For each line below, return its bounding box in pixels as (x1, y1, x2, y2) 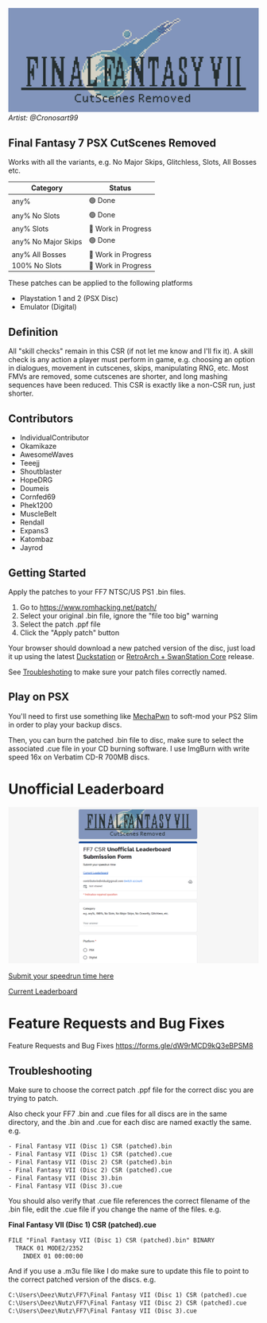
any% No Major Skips (11, 236, 83, 246)
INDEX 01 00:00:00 (22, 1252, 83, 1260)
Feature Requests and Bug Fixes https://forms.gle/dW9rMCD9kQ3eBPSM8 (8, 1041, 253, 1051)
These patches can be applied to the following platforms (8, 279, 193, 288)
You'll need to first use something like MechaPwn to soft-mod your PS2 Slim (8, 711, 258, 720)
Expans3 (19, 526, 49, 536)
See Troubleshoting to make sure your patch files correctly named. (8, 667, 227, 677)
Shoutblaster (19, 466, 62, 477)
